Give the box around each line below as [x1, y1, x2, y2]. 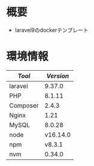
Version [46, 71, 69, 80]
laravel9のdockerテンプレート [14, 26, 89, 34]
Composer [9, 101, 39, 110]
